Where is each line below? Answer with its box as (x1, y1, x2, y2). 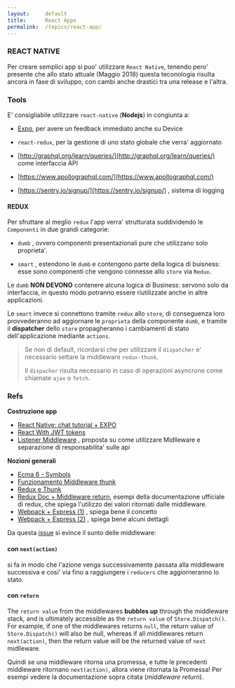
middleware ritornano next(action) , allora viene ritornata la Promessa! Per (7, 665, 222, 673)
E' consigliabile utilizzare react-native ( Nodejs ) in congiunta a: (7, 110, 190, 119)
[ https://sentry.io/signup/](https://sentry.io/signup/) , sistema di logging (17, 186, 224, 194)
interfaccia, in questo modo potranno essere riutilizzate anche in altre (7, 288, 208, 297)
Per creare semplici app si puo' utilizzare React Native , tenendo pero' (7, 62, 208, 71)
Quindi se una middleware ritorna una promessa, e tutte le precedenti (7, 657, 208, 666)
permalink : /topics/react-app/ (7, 23, 102, 30)
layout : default (7, 10, 68, 18)
